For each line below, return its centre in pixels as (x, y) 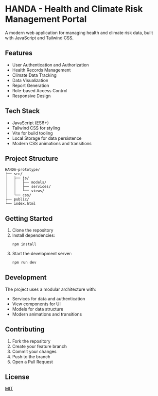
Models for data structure (38, 309)
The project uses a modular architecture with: (51, 289)
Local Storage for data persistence (47, 138)
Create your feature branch (39, 346)
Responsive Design (31, 96)
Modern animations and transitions (47, 314)
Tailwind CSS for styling (36, 128)
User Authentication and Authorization (50, 65)
